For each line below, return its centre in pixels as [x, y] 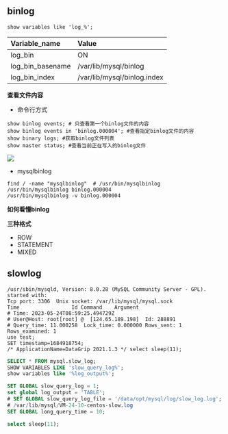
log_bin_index [33, 77]
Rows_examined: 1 [32, 331]
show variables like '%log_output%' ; [61, 374]
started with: [27, 295]
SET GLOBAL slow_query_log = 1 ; [53, 386]
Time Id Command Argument [73, 307]
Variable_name [35, 43]
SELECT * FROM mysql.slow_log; [52, 361]
